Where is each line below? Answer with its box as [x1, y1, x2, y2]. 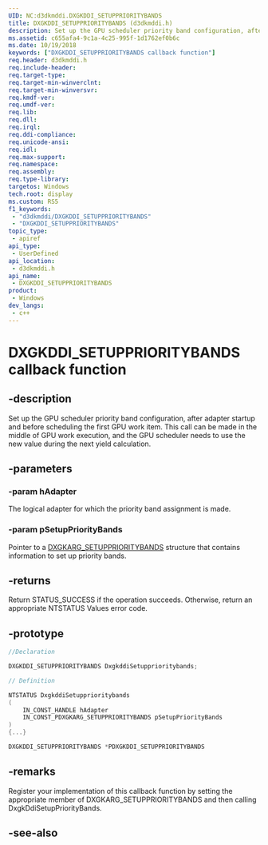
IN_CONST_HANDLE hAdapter [22, 706, 109, 714]
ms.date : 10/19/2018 [8, 42, 77, 50]
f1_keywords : [8, 205, 52, 213]
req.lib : [8, 109, 37, 117]
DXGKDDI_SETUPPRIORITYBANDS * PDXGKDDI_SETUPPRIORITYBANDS [8, 743, 205, 751]
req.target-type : [8, 71, 66, 79]
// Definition [8, 676, 56, 684]
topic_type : [8, 227, 48, 236]
